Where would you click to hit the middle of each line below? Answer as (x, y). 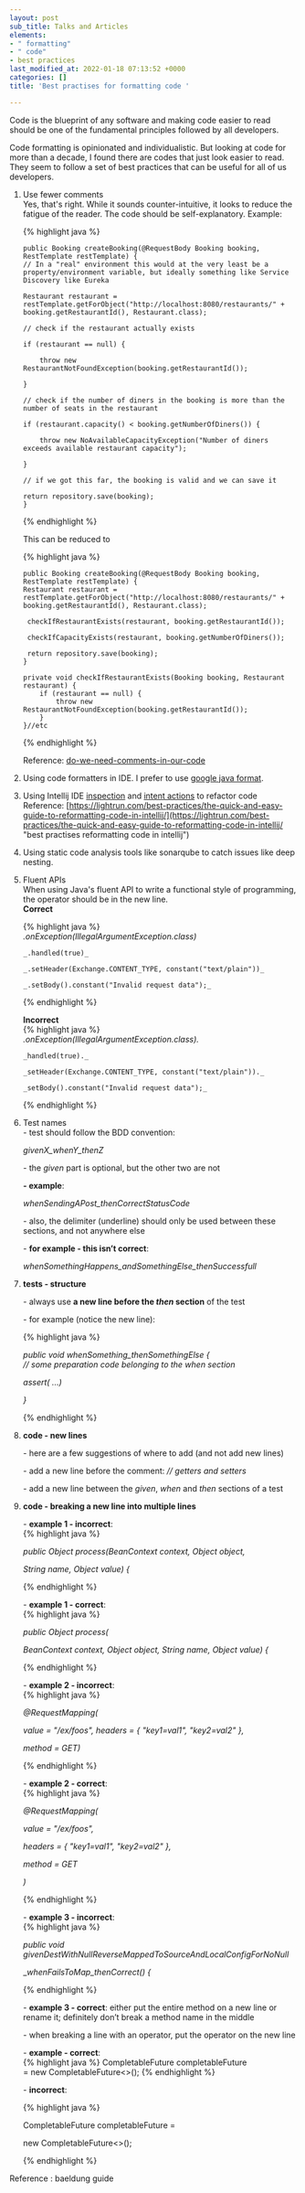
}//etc (35, 725)
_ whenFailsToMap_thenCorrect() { (87, 1972)
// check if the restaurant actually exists (109, 328)
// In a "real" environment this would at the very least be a (146, 264)
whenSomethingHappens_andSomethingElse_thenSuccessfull (140, 1266)
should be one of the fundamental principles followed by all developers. (144, 130)
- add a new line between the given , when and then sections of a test (152, 1488)
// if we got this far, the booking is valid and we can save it (149, 480)
